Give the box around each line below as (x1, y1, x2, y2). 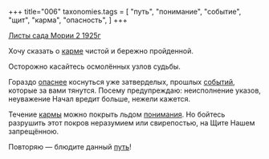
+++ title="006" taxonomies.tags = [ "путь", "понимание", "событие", (8, 7, 242, 16)
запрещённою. (8, 127, 59, 136)
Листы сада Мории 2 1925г (8, 31, 101, 40)
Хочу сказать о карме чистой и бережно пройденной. (8, 46, 194, 55)
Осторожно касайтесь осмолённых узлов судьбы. (8, 62, 181, 71)
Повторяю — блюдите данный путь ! (8, 142, 132, 151)
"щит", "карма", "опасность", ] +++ (8, 15, 128, 25)
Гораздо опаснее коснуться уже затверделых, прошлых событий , (8, 78, 235, 86)
